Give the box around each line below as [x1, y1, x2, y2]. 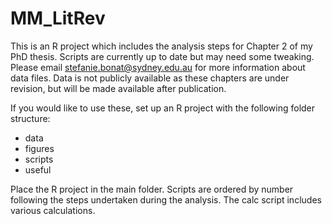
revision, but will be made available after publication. [10, 82, 227, 94]
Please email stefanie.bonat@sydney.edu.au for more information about [10, 61, 306, 73]
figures [24, 142, 55, 154]
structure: [10, 112, 51, 124]
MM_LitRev [10, 7, 106, 30]
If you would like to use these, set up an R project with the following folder [10, 102, 316, 114]
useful [24, 163, 52, 176]
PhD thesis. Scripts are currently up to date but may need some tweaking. [10, 50, 315, 62]
